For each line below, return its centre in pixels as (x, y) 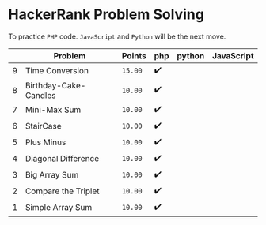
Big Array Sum (52, 175)
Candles (40, 95)
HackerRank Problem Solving (106, 15)
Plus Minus (46, 142)
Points (134, 55)
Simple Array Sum (59, 208)
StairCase (43, 126)
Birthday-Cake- (55, 85)
